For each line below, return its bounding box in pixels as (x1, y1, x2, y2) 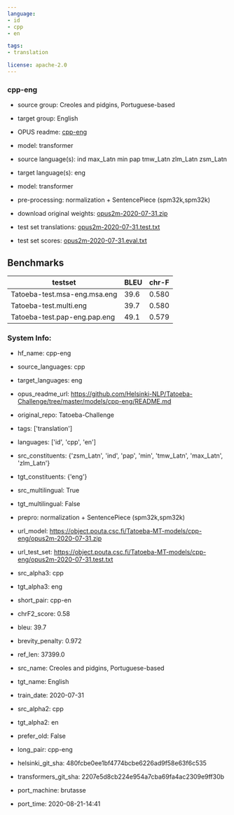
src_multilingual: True (17, 486, 80, 495)
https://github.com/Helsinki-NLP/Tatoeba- (71, 390, 193, 398)
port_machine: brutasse (17, 786, 86, 795)
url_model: (17, 527, 48, 535)
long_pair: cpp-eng (17, 746, 74, 754)
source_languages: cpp (17, 362, 85, 371)
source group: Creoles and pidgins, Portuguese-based (17, 101, 175, 109)
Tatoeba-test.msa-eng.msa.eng (11, 289, 118, 299)
